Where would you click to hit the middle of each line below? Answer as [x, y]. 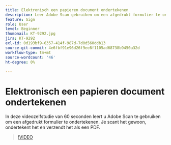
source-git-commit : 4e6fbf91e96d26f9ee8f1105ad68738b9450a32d [73, 48]
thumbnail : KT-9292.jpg [31, 34]
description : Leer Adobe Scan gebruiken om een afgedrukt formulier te [83, 15]
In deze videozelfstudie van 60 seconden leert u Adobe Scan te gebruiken [83, 117]
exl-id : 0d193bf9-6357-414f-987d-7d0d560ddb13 [55, 43]
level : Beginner [22, 29]
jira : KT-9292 [20, 39]
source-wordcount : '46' [31, 57]
